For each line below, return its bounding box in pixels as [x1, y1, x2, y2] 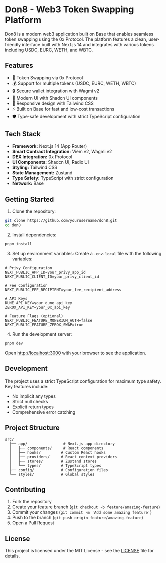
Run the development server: [12, 331, 72, 337]
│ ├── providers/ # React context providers [9, 454, 117, 459]
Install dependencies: [12, 232, 57, 238]
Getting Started [5, 195, 54, 204]
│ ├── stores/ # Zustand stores [9, 459, 97, 464]
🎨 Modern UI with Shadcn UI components [12, 95, 98, 101]
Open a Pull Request [12, 520, 55, 526]
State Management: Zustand [12, 169, 73, 176]
